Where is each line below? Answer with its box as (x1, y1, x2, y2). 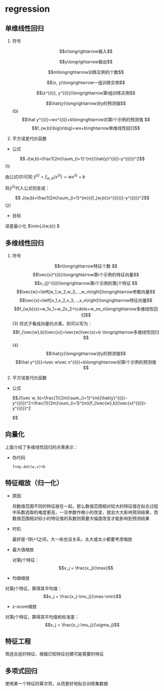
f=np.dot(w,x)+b (12, 464, 46, 469)
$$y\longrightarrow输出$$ (59, 59, 113, 65)
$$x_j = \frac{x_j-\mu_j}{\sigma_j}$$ (45, 622, 120, 627)
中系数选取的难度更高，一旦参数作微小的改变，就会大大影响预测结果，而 (12, 509, 158, 515)
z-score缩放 (12, 603, 37, 609)
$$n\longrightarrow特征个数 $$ (54, 263, 117, 269)
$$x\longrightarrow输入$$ (59, 48, 113, 54)
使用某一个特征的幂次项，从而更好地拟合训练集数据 (5, 681, 108, 687)
